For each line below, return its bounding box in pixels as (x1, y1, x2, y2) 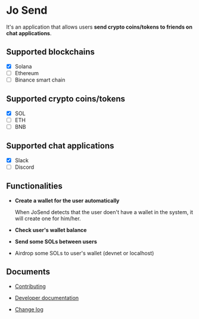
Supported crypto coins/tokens (6, 94, 126, 104)
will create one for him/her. (14, 215, 82, 222)
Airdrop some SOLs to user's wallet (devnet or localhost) (14, 249, 154, 256)
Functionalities (6, 181, 63, 191)
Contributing (14, 283, 46, 290)
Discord (14, 163, 35, 171)
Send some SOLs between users (14, 238, 97, 245)
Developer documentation (14, 294, 79, 301)
